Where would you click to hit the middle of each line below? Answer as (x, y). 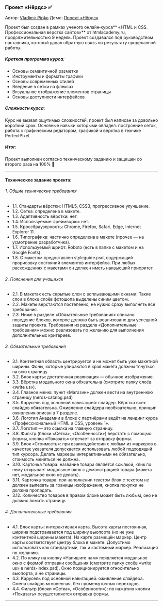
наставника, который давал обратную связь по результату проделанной (81, 43)
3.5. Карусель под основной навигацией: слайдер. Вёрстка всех (79, 403)
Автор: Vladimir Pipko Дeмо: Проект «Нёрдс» (52, 18)
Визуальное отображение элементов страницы (61, 92)
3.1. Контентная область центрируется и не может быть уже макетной (85, 361)
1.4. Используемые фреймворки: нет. (50, 221)
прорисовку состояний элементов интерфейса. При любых (74, 263)
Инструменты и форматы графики (48, 76)
